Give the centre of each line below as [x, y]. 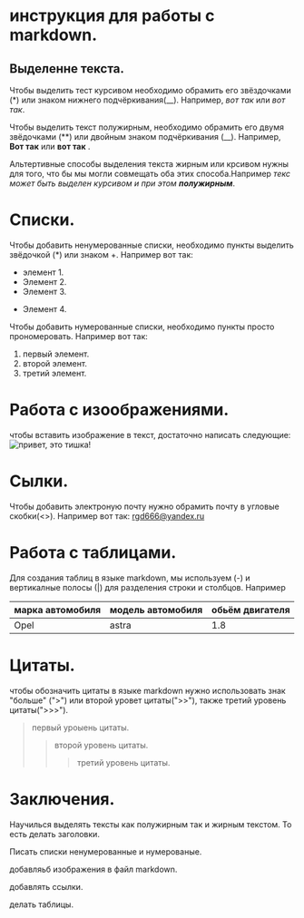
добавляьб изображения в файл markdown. [93, 869]
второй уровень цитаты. [101, 745]
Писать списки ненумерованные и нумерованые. [106, 851]
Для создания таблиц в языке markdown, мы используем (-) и [130, 578]
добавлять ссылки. [46, 886]
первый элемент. [56, 354]
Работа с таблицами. [93, 552]
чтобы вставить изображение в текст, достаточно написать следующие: [150, 435]
